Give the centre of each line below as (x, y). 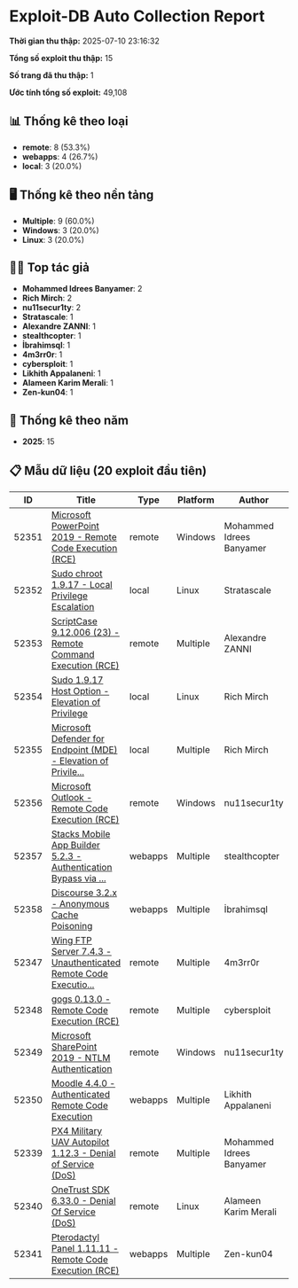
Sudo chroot (77, 574)
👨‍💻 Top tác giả (50, 267)
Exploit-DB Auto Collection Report (137, 16)
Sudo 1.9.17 (77, 680)
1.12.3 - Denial (83, 1153)
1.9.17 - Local (82, 585)
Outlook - (72, 797)
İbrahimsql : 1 (46, 345)
